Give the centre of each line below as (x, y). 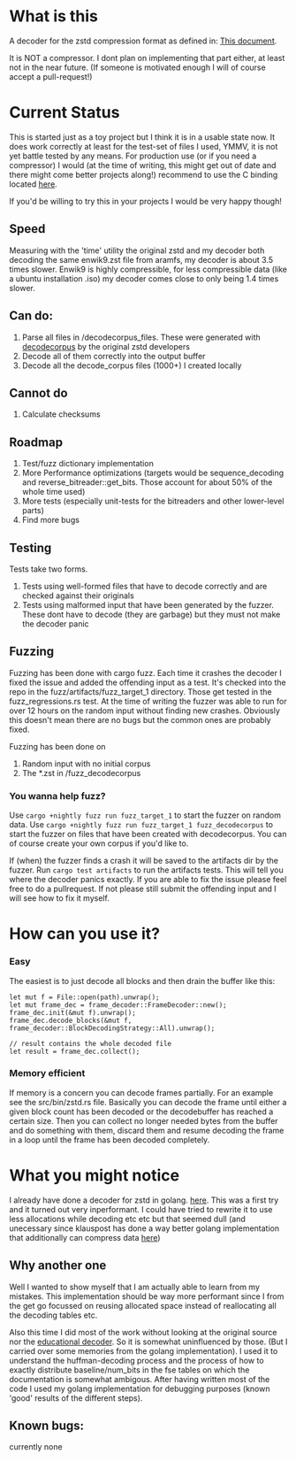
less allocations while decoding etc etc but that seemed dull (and (127, 1219)
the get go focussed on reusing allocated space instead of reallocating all (143, 1305)
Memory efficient (47, 1073)
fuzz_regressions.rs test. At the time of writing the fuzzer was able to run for (148, 701)
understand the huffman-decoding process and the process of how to (137, 1360)
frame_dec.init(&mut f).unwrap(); (73, 1012)
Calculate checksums (61, 414)
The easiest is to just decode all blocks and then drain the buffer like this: (142, 980)
